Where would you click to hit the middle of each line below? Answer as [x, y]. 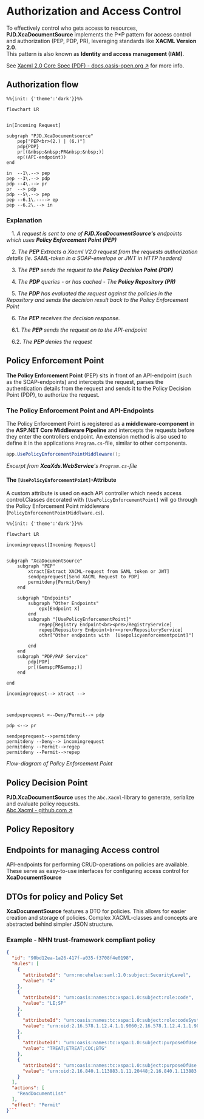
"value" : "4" [39, 980]
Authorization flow [42, 85]
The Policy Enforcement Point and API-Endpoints [80, 410]
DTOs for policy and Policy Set [65, 896]
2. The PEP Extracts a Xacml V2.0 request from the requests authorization [105, 252]
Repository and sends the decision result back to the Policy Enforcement [97, 300]
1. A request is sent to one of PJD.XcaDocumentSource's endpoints [97, 234]
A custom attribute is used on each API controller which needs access [94, 493]
